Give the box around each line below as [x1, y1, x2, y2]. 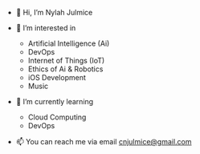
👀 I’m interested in [15, 23, 76, 32]
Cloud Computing [27, 112, 87, 122]
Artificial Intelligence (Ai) [27, 38, 110, 48]
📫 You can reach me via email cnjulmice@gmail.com [15, 137, 192, 146]
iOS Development [27, 73, 86, 82]
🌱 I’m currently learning [15, 97, 94, 106]
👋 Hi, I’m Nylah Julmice [15, 8, 93, 17]
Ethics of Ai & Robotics [27, 64, 104, 74]
